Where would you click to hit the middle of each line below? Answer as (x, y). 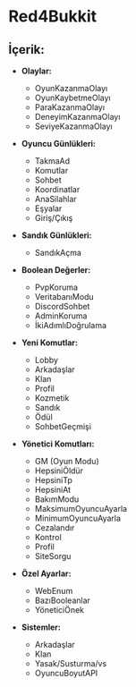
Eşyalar (48, 208)
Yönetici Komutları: (58, 444)
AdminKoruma (61, 316)
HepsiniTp (53, 480)
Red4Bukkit (53, 17)
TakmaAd (52, 161)
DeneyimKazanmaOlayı (77, 117)
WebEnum (54, 591)
